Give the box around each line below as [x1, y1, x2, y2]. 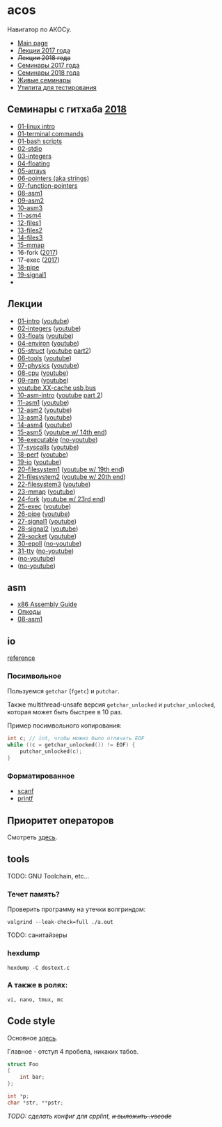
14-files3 [17, 233, 43, 242]
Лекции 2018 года [17, 53, 71, 61]
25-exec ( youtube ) [17, 502, 72, 510]
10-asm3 [17, 203, 43, 212]
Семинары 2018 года [17, 68, 80, 77]
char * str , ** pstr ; [7, 1099, 64, 1106]
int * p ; [7, 1093, 30, 1100]
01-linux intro [17, 121, 56, 131]
